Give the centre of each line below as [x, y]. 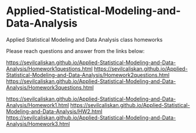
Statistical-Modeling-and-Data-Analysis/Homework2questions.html [88, 75]
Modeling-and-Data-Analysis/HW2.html [54, 111]
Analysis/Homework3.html [38, 124]
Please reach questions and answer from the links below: [76, 51]
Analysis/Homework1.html [38, 105]
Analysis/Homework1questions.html [49, 68]
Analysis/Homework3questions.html [50, 87]
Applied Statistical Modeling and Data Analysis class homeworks [84, 39]
